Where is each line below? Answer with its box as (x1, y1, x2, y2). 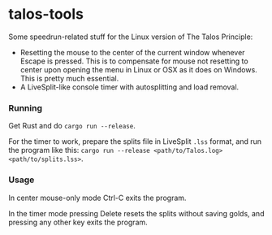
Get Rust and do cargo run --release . (8, 121, 136, 131)
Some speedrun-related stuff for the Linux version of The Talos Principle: (8, 32, 253, 41)
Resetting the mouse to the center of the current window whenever (19, 47, 245, 57)
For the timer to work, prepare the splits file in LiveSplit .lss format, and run (8, 137, 262, 146)
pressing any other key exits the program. (8, 217, 148, 227)
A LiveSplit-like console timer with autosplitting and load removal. (19, 82, 240, 92)
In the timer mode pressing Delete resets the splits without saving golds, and (8, 208, 265, 218)
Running (8, 102, 43, 114)
